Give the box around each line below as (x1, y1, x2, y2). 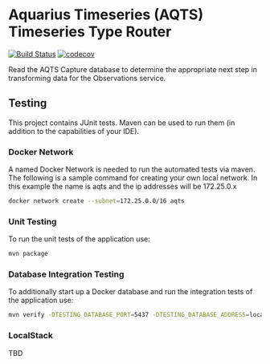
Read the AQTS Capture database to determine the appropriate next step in (8, 64, 258, 74)
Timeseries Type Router (8, 22, 172, 41)
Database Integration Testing (8, 269, 125, 280)
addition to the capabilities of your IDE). (8, 126, 139, 135)
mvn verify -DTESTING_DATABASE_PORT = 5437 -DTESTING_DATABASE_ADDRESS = (8, 311, 250, 319)
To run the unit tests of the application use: (8, 234, 150, 244)
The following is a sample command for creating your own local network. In (8, 173, 258, 183)
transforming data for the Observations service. (8, 73, 166, 83)
